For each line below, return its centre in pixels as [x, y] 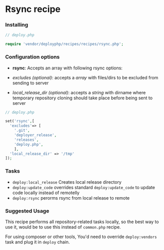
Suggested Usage [27, 211]
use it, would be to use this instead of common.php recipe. [63, 227]
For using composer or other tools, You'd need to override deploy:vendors [81, 237]
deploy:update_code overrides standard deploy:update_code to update [84, 187]
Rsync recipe [33, 9]
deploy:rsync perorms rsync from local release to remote [71, 198]
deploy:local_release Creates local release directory [67, 182]
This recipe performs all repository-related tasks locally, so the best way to [82, 222]
